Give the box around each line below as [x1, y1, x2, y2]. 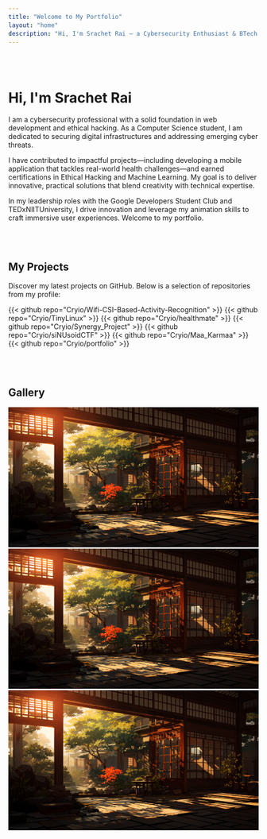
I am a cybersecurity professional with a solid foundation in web [8, 115, 218, 125]
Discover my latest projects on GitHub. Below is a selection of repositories [8, 281, 251, 291]
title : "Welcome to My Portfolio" [8, 13, 123, 21]
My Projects [8, 260, 69, 273]
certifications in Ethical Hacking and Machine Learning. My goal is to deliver [8, 172, 257, 182]
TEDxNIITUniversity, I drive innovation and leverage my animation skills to [8, 205, 250, 215]
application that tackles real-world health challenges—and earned [8, 164, 225, 174]
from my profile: [8, 290, 61, 300]
